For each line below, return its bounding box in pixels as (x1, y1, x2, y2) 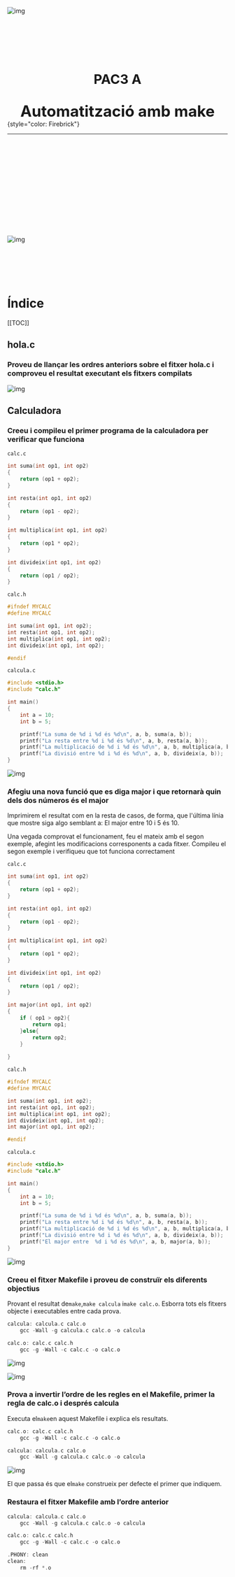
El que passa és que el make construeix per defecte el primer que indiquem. (7, 1480, 222, 1488)
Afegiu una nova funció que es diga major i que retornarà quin (7, 787, 222, 797)
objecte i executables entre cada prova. (7, 1307, 121, 1315)
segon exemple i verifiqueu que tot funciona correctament (7, 847, 175, 856)
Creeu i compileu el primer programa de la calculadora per (7, 425, 208, 435)
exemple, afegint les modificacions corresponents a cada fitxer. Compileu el (7, 840, 226, 848)
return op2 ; (32, 1034, 68, 1041)
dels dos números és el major (7, 795, 109, 805)
